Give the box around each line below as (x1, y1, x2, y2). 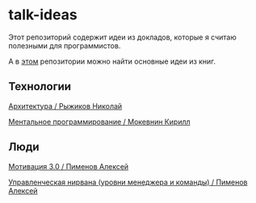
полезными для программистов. (8, 40, 121, 50)
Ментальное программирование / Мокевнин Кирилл (8, 117, 191, 126)
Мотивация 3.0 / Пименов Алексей (8, 161, 129, 171)
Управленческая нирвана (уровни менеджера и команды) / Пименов (8, 177, 248, 187)
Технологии (8, 80, 71, 93)
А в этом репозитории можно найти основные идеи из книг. (8, 56, 216, 66)
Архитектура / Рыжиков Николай (8, 101, 123, 110)
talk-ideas (8, 6, 78, 24)
